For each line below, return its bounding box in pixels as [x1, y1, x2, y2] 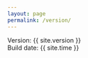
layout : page [7, 10, 46, 17]
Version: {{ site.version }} [7, 36, 82, 44]
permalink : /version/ [7, 17, 72, 24]
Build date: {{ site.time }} [7, 43, 79, 52]
